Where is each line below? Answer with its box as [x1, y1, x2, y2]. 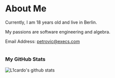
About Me [5, 3, 47, 14]
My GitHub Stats [5, 56, 46, 63]
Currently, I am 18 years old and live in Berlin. [5, 19, 98, 25]
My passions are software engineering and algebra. [5, 29, 111, 35]
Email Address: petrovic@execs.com [5, 38, 80, 44]
